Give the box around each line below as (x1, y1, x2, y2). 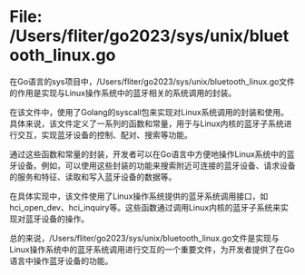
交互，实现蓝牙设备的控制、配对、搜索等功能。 (16, 129, 192, 140)
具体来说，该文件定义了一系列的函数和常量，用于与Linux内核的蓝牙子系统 (9, 118, 284, 129)
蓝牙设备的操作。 (25, 213, 89, 224)
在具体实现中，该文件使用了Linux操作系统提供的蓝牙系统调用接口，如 (9, 191, 269, 201)
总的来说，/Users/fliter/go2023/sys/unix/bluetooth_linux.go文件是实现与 (9, 232, 280, 243)
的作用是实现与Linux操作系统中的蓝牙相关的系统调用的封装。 (9, 87, 237, 98)
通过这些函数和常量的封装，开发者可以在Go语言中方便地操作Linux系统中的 (9, 148, 288, 160)
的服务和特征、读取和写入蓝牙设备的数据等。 (9, 171, 177, 182)
